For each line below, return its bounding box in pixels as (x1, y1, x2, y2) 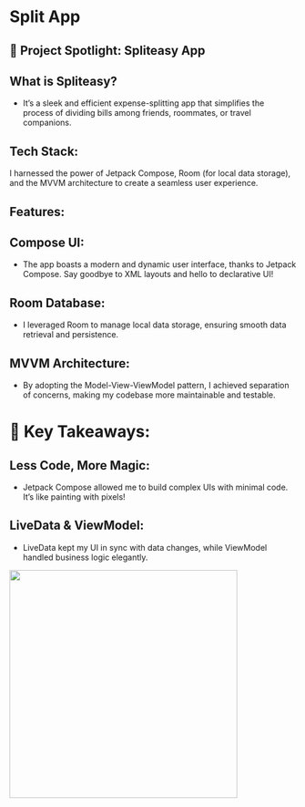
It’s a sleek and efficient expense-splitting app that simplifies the (22, 98, 265, 109)
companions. (22, 117, 72, 129)
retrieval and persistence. (22, 329, 119, 340)
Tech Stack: (9, 143, 79, 159)
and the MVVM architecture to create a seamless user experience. (9, 178, 259, 189)
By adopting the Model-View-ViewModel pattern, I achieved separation (22, 380, 290, 391)
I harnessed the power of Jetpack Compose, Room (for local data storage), (9, 168, 291, 179)
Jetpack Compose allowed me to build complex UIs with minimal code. (22, 481, 289, 493)
